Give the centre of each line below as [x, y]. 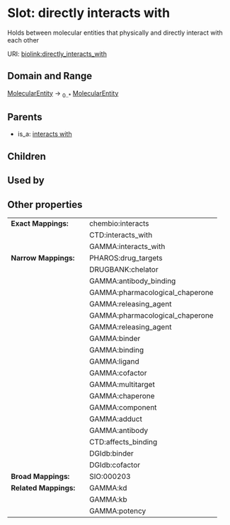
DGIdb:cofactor [115, 465]
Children [27, 156]
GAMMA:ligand [114, 361]
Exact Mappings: [40, 223]
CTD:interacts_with [121, 235]
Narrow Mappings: [43, 258]
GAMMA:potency [118, 511]
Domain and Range [50, 76]
